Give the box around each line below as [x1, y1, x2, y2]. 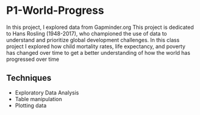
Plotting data [14, 102, 47, 109]
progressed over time [6, 55, 59, 63]
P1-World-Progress [6, 4, 105, 17]
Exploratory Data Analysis [14, 89, 79, 96]
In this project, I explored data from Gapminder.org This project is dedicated [6, 23, 194, 31]
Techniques [6, 73, 52, 83]
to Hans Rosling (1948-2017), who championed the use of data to [6, 30, 167, 37]
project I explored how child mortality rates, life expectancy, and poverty [6, 43, 186, 50]
